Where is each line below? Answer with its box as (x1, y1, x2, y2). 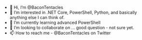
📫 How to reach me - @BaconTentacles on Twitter (9, 30, 111, 36)
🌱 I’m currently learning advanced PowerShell (9, 20, 100, 25)
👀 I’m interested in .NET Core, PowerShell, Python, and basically (9, 10, 137, 15)
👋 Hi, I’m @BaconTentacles (9, 5, 64, 10)
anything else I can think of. (9, 15, 65, 20)
